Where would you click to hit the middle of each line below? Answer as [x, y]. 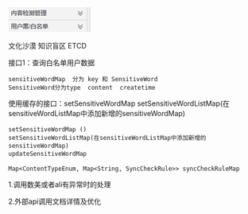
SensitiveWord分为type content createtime [82, 88]
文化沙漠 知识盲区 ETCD [48, 46]
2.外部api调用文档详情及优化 [55, 201]
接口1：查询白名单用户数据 [52, 62]
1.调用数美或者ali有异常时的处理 [60, 185]
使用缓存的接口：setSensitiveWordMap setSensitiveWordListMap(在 [119, 103]
